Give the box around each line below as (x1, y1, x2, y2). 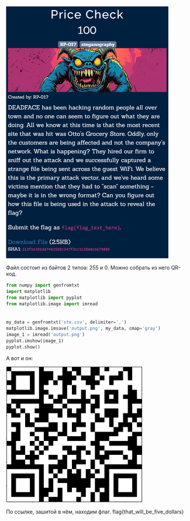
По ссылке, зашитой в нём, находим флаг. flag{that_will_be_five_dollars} (6, 508, 184, 515)
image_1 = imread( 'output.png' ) (6, 332, 85, 337)
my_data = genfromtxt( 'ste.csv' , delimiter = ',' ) (6, 319, 127, 325)
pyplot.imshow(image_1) (6, 337, 64, 344)
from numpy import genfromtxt (6, 282, 80, 288)
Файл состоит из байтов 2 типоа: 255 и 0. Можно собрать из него (6, 264, 170, 271)
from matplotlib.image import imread (6, 301, 98, 307)
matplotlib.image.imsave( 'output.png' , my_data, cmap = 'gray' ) (6, 326, 161, 332)
